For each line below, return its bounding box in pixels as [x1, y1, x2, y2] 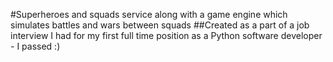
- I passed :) [10, 40, 61, 52]
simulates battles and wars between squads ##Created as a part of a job [10, 19, 310, 31]
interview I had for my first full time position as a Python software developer [10, 30, 323, 41]
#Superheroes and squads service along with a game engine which [10, 9, 288, 20]
